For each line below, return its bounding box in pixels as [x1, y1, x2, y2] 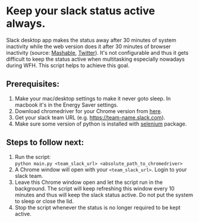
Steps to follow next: [6, 137, 84, 148]
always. [6, 17, 46, 30]
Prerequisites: [6, 79, 59, 89]
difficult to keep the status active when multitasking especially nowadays [6, 55, 185, 62]
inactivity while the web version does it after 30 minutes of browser [6, 43, 171, 50]
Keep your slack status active [6, 4, 156, 18]
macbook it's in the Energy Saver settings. [14, 101, 119, 108]
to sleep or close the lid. [14, 198, 74, 205]
